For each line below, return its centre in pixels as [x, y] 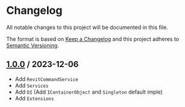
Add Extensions [34, 98]
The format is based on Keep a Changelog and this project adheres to [93, 39]
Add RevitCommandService [46, 79]
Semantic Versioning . [33, 45]
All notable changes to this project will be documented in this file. [87, 27]
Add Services [32, 85]
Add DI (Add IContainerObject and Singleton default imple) [89, 92]
